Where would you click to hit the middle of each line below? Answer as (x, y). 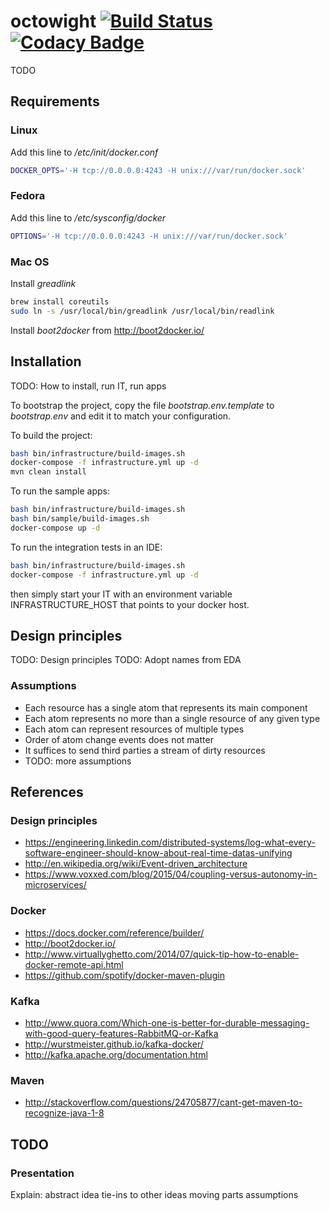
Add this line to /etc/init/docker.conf (84, 152)
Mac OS (30, 262)
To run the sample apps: (60, 491)
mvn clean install (48, 472)
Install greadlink (43, 283)
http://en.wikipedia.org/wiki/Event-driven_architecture (136, 864)
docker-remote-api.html (74, 964)
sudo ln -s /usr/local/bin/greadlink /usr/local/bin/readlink (142, 311)
